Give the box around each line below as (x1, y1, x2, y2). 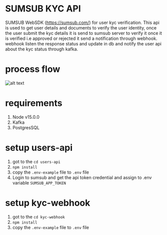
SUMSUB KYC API (5, 3, 81, 14)
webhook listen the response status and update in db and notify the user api (5, 40, 162, 46)
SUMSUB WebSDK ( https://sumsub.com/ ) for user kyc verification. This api (5, 19, 160, 25)
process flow (5, 63, 61, 75)
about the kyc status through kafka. (5, 46, 78, 52)
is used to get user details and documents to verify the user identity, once (5, 24, 157, 30)
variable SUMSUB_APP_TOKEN (12, 180, 66, 186)
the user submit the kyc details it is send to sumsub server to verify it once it (5, 30, 162, 36)
